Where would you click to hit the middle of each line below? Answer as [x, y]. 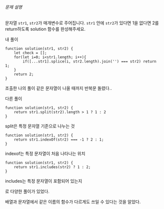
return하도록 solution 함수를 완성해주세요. [45, 29]
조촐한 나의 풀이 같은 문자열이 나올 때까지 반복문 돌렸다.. [59, 88]
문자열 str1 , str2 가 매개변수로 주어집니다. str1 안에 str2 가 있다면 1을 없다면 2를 [82, 23]
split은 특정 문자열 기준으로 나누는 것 [40, 126]
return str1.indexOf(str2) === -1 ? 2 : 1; [59, 140]
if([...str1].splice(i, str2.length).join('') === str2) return [90, 62]
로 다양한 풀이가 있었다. [27, 191]
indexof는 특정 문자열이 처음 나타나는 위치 [45, 154]
